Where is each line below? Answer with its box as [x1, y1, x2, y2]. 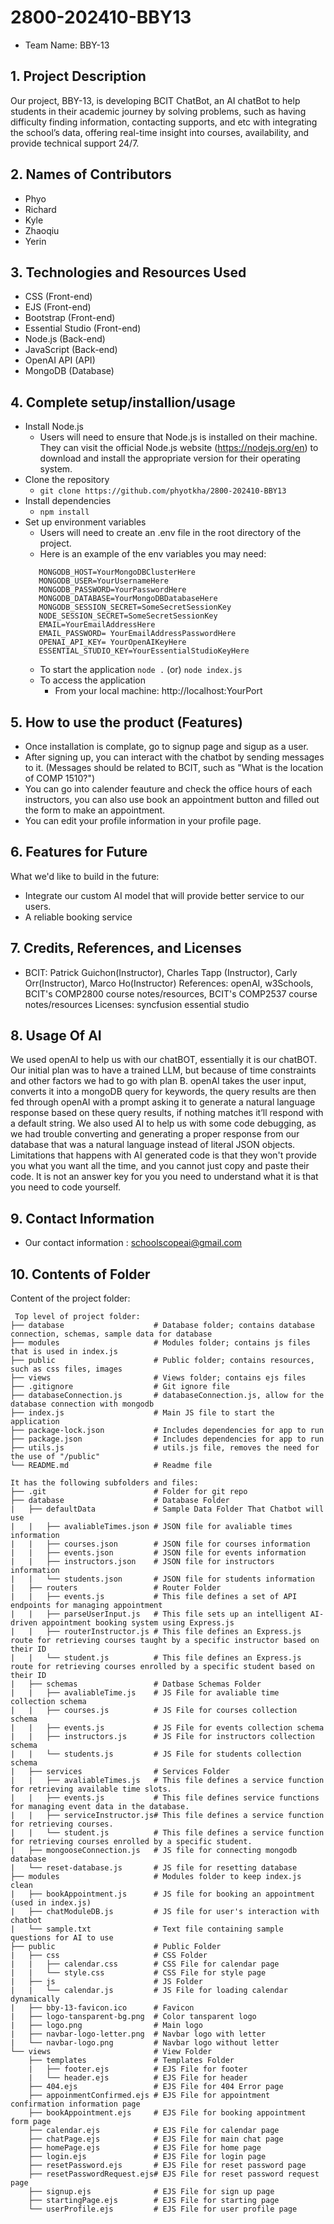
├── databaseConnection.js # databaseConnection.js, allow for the [10, 1391, 325, 1401]
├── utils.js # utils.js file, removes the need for [10, 1443, 320, 1453]
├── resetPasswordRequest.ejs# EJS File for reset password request [28, 2169, 320, 2180]
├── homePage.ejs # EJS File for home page [28, 2143, 262, 2153]
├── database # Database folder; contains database [10, 1321, 315, 1331]
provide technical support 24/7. [10, 137, 140, 149]
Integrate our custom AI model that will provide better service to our [24, 889, 305, 901]
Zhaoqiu [24, 224, 60, 236]
